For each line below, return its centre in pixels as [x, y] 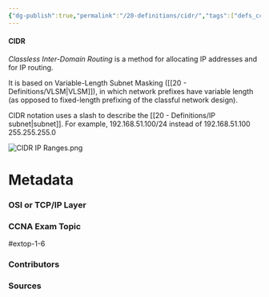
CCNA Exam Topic [45, 226]
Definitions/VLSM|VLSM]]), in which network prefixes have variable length [131, 91]
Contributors [34, 264]
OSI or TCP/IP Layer [47, 204]
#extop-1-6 [27, 244]
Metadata [41, 180]
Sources [25, 286]
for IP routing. [31, 67]
